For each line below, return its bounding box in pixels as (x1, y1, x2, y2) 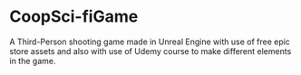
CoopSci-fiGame (9, 6, 139, 27)
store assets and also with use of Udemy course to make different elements (9, 45, 292, 56)
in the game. (9, 55, 56, 66)
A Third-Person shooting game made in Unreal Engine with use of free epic (9, 36, 290, 47)
